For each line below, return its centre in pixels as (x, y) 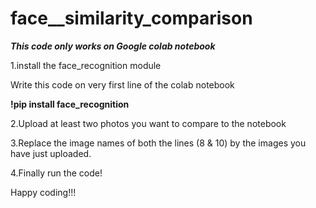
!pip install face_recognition (70, 104)
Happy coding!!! (43, 192)
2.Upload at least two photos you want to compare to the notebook (148, 123)
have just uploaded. (51, 153)
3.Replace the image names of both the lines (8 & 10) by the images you (158, 143)
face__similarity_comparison (131, 18)
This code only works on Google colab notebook (113, 46)
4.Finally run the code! (56, 173)
